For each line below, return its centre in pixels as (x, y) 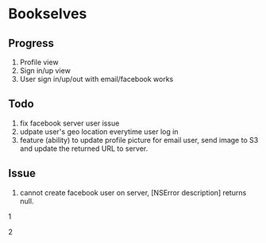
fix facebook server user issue (69, 123)
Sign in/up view (45, 71)
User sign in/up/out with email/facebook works (96, 79)
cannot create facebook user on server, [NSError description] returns (133, 192)
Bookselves (48, 14)
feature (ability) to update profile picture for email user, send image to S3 (139, 140)
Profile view (39, 62)
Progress (31, 43)
